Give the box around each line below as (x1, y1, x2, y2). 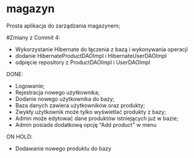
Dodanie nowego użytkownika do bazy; (15, 95, 115, 102)
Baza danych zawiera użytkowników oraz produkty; (15, 101, 145, 109)
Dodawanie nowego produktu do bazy (15, 145, 112, 152)
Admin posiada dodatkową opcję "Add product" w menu (15, 121, 157, 128)
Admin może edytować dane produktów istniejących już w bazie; (15, 115, 179, 122)
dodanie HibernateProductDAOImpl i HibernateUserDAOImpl (15, 52, 167, 59)
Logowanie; (15, 82, 45, 90)
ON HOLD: (6, 133, 33, 140)
